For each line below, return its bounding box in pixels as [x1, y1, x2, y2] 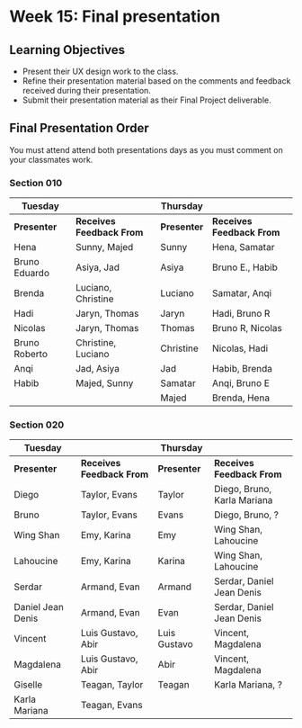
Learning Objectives [9, 42, 126, 58]
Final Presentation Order [9, 121, 150, 136]
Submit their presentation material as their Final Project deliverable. [22, 94, 271, 105]
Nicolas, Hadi [212, 342, 269, 355]
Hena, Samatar [212, 241, 275, 254]
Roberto [13, 348, 48, 361]
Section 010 [9, 176, 63, 189]
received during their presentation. [22, 85, 151, 95]
